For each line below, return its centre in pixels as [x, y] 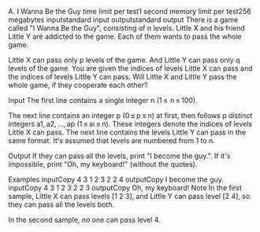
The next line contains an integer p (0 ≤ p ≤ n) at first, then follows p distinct [130, 116]
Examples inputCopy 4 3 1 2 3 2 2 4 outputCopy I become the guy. [116, 179]
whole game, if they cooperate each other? [78, 85]
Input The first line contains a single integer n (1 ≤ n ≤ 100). [103, 100]
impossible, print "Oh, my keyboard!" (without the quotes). [103, 164]
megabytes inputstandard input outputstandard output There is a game [123, 20]
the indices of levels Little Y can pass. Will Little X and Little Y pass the [123, 77]
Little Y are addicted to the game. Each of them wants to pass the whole [125, 36]
